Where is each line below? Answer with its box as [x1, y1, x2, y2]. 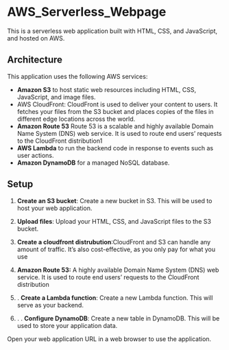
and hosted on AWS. [7, 34, 65, 42]
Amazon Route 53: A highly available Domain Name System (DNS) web [16, 266, 219, 274]
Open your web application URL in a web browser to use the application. [7, 334, 211, 343]
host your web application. [16, 204, 93, 212]
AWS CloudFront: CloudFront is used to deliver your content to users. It [16, 100, 218, 108]
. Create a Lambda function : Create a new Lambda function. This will [16, 293, 213, 302]
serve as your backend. [16, 301, 84, 309]
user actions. [16, 151, 54, 159]
